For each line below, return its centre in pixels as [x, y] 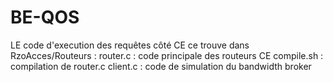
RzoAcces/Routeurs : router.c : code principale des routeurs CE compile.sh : [167, 55]
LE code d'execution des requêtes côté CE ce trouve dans [130, 45]
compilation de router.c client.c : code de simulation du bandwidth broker [161, 66]
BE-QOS [45, 17]
